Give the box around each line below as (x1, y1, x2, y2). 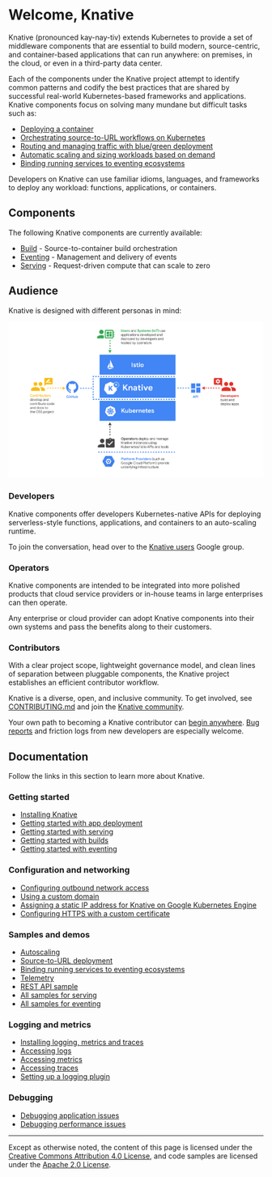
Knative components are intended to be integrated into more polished (8, 580, 240, 590)
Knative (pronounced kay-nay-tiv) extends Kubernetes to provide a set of (8, 32, 253, 42)
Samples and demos (8, 928, 91, 940)
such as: (8, 108, 37, 118)
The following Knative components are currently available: (8, 227, 202, 237)
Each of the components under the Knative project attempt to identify (8, 74, 240, 83)
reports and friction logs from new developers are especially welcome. (8, 726, 244, 736)
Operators (8, 562, 50, 573)
